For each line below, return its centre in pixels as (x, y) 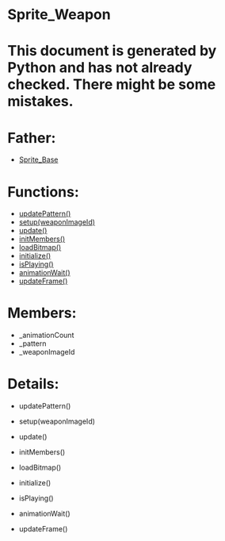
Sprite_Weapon (59, 15)
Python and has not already (100, 68)
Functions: (44, 192)
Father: (32, 138)
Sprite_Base (38, 159)
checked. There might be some (112, 84)
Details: (33, 384)
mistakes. (40, 102)
